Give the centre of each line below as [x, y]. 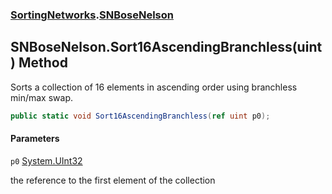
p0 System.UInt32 [46, 160]
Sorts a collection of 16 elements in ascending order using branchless [154, 87]
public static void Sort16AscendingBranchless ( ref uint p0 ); [140, 116]
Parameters [35, 139]
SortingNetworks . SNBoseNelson [92, 15]
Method [43, 63]
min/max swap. [41, 97]
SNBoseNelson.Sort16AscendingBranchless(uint [166, 47]
